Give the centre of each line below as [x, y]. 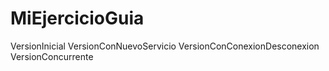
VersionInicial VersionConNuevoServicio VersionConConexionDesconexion [165, 46]
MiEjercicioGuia [77, 18]
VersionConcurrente [52, 56]
